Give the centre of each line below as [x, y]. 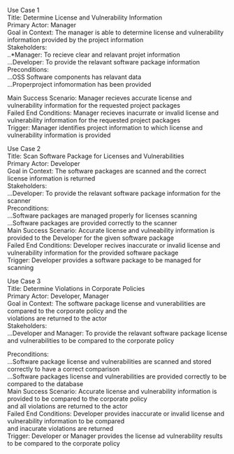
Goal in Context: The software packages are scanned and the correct [107, 171]
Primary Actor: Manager [42, 25]
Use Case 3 [24, 281]
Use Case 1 [23, 10]
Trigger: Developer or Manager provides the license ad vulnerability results [115, 436]
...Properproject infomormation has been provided [79, 84]
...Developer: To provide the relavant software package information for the [114, 193]
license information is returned [51, 178]
